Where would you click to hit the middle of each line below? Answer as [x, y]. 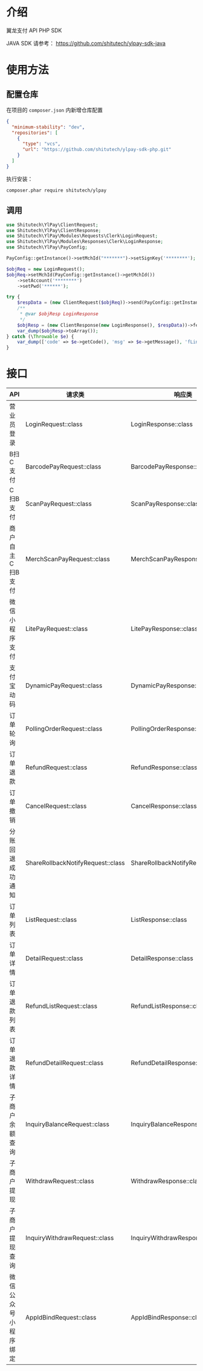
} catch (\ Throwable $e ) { [40, 336]
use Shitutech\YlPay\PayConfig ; [47, 247]
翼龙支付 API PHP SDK [34, 30]
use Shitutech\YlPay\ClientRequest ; [52, 225]
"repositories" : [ [35, 133]
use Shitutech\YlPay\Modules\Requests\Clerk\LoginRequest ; [82, 236]
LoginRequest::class [54, 424]
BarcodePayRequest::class [63, 467]
